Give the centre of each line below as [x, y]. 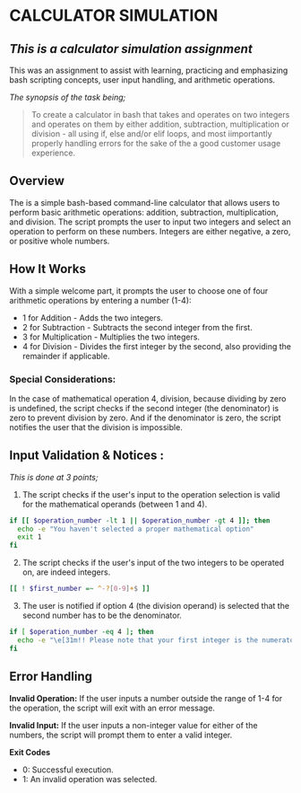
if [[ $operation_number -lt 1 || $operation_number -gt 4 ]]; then [140, 520]
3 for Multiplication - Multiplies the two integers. [111, 337]
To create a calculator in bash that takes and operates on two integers [160, 115]
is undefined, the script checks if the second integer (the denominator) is [144, 408]
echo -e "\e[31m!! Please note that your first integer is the [138, 640]
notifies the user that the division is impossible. [96, 427]
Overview [37, 181]
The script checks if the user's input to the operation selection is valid [151, 494]
